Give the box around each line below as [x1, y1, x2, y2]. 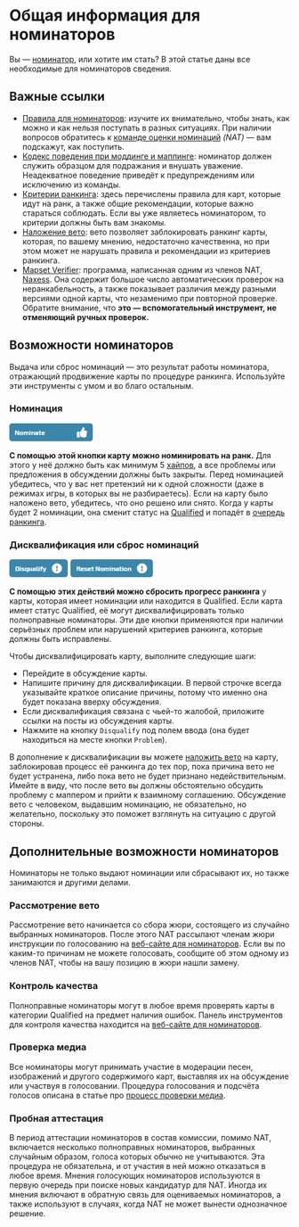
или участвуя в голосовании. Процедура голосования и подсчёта [9, 1080, 260, 1091]
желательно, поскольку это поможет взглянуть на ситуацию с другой [9, 809, 276, 819]
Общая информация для [9, 5, 201, 26]
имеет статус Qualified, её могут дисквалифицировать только [9, 605, 245, 616]
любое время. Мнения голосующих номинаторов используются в [9, 1170, 261, 1182]
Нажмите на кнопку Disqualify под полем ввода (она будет [21, 725, 250, 736]
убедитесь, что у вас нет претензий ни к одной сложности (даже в [9, 478, 264, 489]
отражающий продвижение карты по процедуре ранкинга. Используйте [9, 371, 286, 382]
